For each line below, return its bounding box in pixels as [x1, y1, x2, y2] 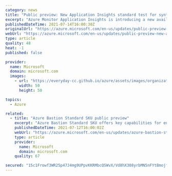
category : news [5, 7, 38, 13]
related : [5, 111, 24, 116]
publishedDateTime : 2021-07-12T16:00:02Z [14, 125, 104, 131]
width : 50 [18, 83, 40, 88]
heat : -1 [5, 45, 24, 51]
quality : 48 [5, 41, 31, 46]
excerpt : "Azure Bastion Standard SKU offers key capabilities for [14, 120, 161, 125]
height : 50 [18, 88, 42, 93]
